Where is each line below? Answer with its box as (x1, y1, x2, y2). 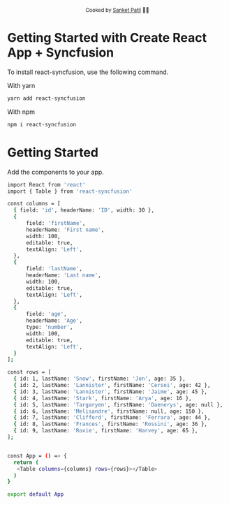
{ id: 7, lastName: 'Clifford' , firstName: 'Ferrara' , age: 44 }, (13, 414, 211, 421)
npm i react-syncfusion (7, 121, 77, 128)
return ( (13, 459, 39, 466)
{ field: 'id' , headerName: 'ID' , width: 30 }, (13, 207, 155, 214)
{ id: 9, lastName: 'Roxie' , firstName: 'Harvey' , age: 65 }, (13, 427, 198, 434)
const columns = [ (7, 200, 61, 207)
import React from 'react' (7, 181, 86, 188)
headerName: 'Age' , (25, 317, 82, 324)
